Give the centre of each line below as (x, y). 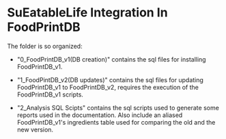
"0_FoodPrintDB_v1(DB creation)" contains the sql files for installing (111, 59)
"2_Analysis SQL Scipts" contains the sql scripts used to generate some (118, 108)
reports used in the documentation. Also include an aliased (100, 115)
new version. (35, 129)
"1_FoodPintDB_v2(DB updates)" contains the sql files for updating (110, 79)
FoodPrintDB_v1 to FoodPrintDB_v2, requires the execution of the (108, 87)
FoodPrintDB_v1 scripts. (50, 94)
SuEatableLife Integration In (88, 13)
